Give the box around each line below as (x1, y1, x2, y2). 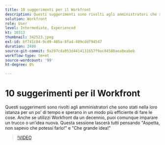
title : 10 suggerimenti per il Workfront (5, 7, 91, 12)
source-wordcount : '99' (5, 58, 54, 63)
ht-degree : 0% (5, 62, 34, 67)
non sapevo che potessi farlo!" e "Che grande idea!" (5, 125, 111, 131)
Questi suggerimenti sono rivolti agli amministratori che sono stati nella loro (5, 104, 158, 110)
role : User (5, 21, 27, 26)
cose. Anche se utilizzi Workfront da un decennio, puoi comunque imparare (5, 114, 158, 121)
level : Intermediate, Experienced (5, 26, 76, 31)
